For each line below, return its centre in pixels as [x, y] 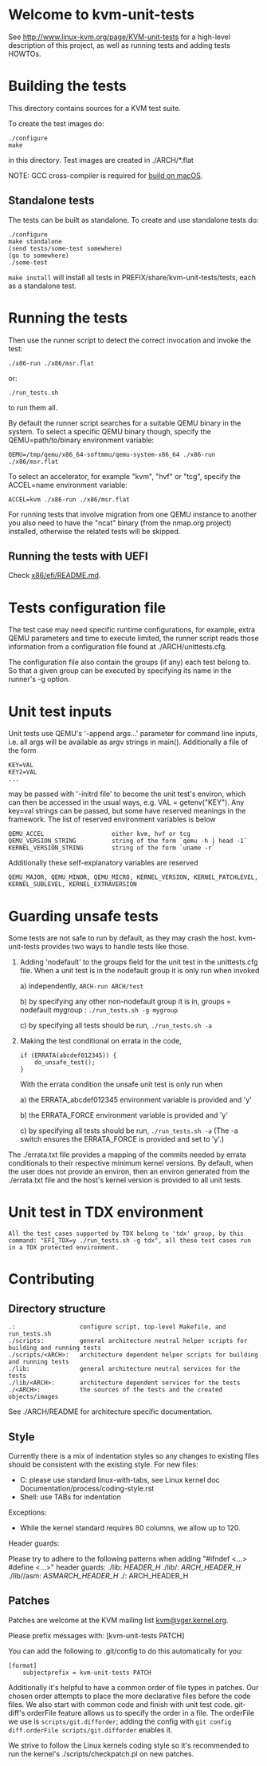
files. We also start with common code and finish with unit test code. [121, 1704]
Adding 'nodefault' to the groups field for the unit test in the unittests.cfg [139, 962]
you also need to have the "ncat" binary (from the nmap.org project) [120, 523]
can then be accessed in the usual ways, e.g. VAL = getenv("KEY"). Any [126, 802]
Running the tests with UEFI [79, 556]
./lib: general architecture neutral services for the [124, 1369]
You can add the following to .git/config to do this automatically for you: [126, 1651]
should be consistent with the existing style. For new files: [103, 1464]
